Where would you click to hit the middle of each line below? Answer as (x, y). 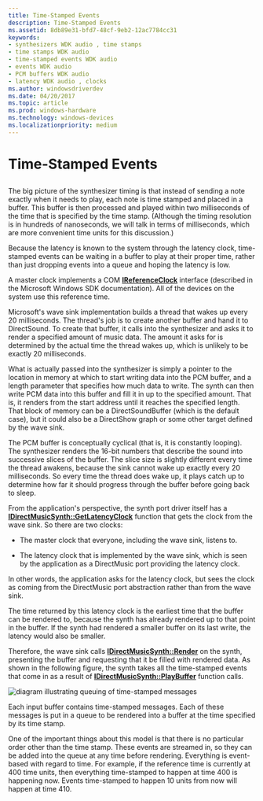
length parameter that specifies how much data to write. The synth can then (131, 386)
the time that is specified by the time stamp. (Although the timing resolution (130, 216)
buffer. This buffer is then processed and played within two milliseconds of (129, 208)
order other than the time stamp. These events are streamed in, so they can (130, 747)
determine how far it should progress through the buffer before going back (129, 485)
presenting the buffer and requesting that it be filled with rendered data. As (130, 660)
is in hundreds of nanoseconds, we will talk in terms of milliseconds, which (129, 224)
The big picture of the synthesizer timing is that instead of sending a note (127, 191)
